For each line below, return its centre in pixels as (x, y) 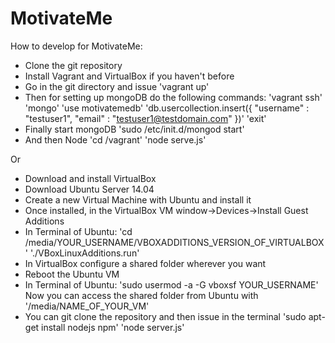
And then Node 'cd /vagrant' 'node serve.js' (115, 139)
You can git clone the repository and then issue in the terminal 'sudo (165, 316)
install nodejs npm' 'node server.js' (113, 327)
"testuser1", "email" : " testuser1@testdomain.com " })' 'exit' (145, 118)
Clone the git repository (73, 65)
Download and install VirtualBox (90, 178)
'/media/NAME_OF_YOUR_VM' (87, 306)
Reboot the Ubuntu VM (72, 274)
